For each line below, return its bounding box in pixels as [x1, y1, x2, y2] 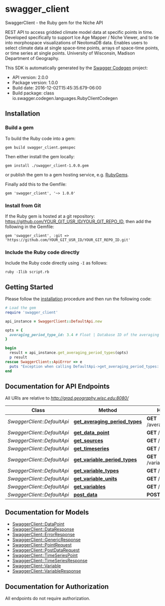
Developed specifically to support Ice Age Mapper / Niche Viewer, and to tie [5, 34, 159, 40]
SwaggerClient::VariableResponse [12, 568, 81, 574]
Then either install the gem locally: [5, 153, 75, 159]
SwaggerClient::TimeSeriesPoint [12, 552, 78, 558]
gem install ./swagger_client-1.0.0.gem [5, 163, 89, 168]
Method [98, 407, 117, 414]
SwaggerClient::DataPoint [12, 521, 65, 527]
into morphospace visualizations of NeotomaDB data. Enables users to [5, 39, 148, 45]
